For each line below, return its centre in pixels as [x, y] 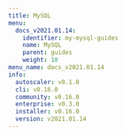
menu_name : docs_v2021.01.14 [56, 67]
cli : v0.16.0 [37, 89]
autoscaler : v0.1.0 [48, 82]
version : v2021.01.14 [51, 119]
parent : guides [48, 52]
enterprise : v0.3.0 [48, 104]
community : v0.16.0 [48, 97]
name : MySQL [42, 45]
